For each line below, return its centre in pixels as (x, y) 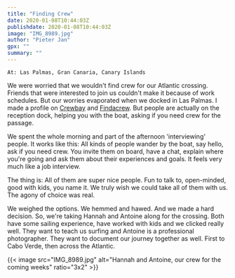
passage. (20, 122)
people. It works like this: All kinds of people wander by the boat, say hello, (115, 144)
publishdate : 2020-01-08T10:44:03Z (59, 27)
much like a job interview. (44, 166)
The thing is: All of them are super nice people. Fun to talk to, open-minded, (117, 179)
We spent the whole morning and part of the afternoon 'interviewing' (106, 136)
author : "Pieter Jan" (39, 40)
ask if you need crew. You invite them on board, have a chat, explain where (115, 151)
